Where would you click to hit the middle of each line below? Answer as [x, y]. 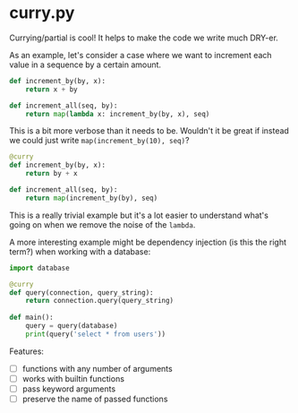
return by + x [51, 174]
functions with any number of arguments [97, 368]
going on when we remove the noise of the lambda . [102, 224]
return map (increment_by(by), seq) [92, 198]
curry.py [42, 13]
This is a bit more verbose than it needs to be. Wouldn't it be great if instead [149, 131]
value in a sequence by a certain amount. [85, 65]
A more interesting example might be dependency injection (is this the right [148, 242]
